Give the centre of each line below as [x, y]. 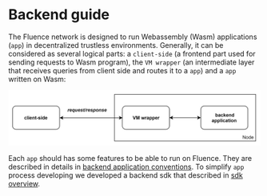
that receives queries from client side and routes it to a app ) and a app [122, 70]
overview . [24, 184]
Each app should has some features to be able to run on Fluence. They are [130, 159]
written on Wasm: [37, 79]
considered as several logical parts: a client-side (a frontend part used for [132, 53]
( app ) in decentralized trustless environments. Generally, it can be [116, 45]
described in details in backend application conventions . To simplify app [126, 167]
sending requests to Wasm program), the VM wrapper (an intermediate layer [132, 62]
